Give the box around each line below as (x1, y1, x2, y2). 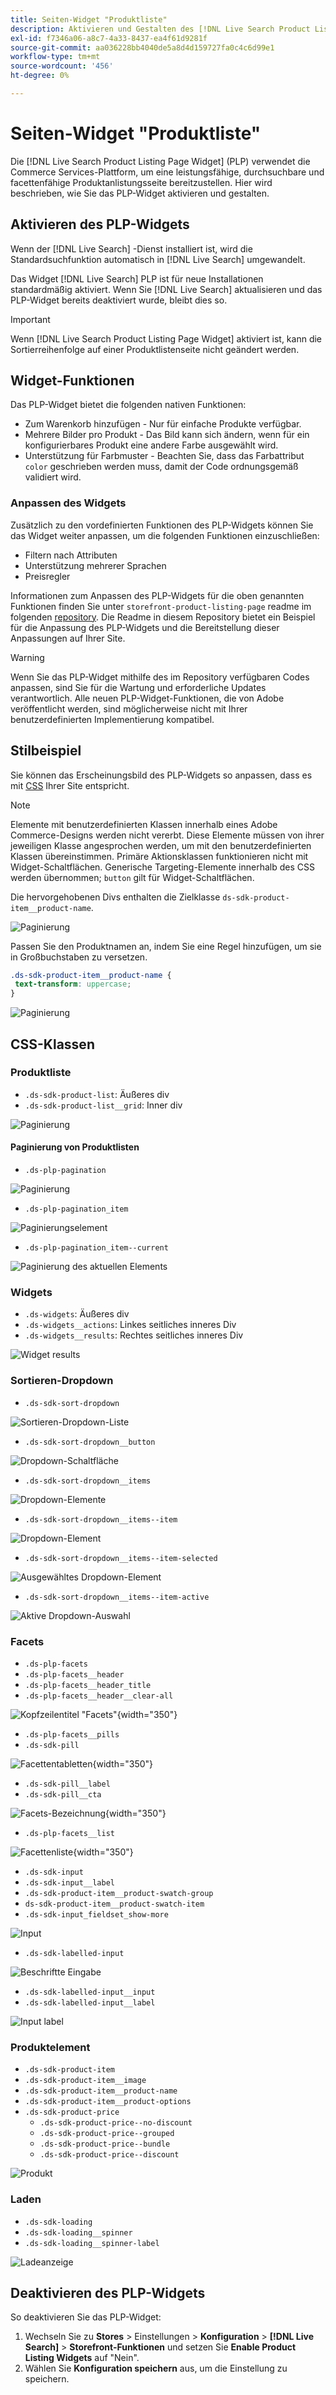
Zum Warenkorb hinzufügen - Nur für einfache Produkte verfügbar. (24, 418, 302, 430)
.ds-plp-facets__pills (24, 1729, 120, 1740)
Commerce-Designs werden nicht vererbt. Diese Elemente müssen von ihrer (10, 829, 325, 841)
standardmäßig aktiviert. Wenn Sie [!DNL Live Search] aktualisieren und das (10, 283, 323, 295)
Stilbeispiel (10, 742, 82, 760)
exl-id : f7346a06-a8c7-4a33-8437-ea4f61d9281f (10, 33, 208, 43)
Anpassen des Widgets (10, 496, 127, 510)
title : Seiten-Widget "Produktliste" (10, 14, 168, 25)
